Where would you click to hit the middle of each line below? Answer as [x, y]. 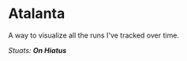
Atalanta [37, 14]
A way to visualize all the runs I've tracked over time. [94, 35]
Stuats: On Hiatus [37, 50]
